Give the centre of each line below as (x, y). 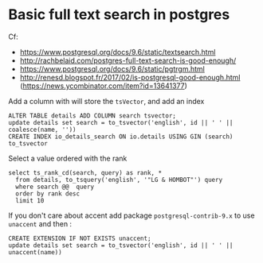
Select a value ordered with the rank (68, 158)
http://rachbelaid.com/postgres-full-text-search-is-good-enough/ (128, 60)
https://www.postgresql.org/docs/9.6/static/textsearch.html (118, 52)
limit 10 (30, 200)
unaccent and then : (40, 223)
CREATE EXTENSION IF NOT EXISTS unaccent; (80, 238)
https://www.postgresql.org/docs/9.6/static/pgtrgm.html (112, 68)
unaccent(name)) (35, 252)
